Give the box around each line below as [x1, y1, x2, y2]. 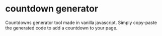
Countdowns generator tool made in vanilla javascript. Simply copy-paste [5, 19, 157, 25]
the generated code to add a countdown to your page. [5, 24, 118, 30]
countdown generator [5, 3, 99, 14]
